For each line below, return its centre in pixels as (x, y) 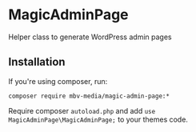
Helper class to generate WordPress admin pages (90, 37)
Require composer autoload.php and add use (82, 110)
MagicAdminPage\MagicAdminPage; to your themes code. (98, 119)
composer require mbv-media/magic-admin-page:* (89, 96)
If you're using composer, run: (58, 81)
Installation (37, 62)
